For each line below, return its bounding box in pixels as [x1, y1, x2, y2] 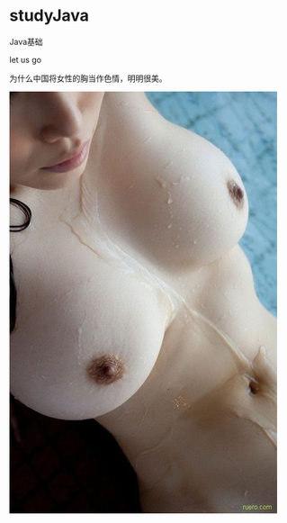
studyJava [9, 5, 90, 26]
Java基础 [9, 36, 43, 47]
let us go [9, 54, 42, 65]
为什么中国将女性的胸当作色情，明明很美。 [9, 73, 167, 84]
